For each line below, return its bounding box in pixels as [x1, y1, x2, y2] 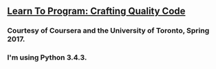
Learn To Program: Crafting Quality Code [7, 5, 186, 17]
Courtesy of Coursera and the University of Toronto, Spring [7, 26, 210, 36]
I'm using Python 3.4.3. [7, 53, 87, 62]
